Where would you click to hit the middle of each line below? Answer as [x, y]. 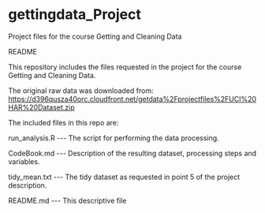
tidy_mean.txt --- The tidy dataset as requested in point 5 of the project [124, 177]
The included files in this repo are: [63, 122]
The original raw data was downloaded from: [81, 90]
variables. [24, 161]
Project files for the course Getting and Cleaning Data [95, 36]
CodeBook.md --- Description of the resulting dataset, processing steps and [132, 153]
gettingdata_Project [75, 15]
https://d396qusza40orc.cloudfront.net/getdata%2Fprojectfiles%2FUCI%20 [132, 99]
